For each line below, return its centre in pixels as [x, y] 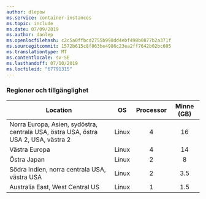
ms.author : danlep [30, 35]
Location [59, 110]
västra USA [26, 177]
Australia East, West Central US [55, 187]
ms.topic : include [30, 23]
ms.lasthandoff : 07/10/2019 [42, 63]
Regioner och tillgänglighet [48, 91]
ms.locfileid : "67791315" [39, 69]
